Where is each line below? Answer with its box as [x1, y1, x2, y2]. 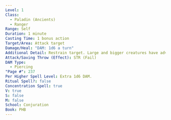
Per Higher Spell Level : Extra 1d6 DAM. [5, 74, 93, 79]
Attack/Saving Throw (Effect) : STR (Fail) [5, 55, 97, 60]
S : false [5, 93, 24, 98]
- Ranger [10, 21, 28, 27]
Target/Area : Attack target [5, 41, 65, 46]
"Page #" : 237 [5, 69, 36, 75]
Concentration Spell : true [5, 83, 63, 88]
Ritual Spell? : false [5, 79, 51, 84]
